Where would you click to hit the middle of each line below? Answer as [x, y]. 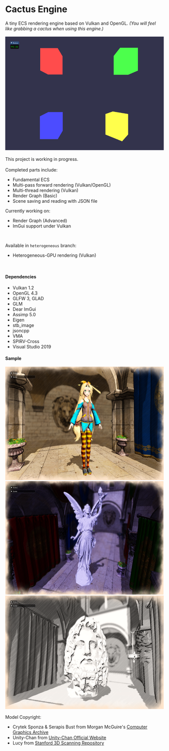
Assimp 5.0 [24, 315]
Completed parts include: [31, 169]
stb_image [23, 325]
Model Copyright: [23, 717]
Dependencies [21, 276]
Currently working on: [28, 211]
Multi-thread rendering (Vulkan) [46, 190]
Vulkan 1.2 [23, 288]
